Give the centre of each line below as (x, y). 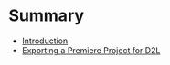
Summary (46, 16)
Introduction (45, 41)
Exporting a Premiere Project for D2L (91, 50)
